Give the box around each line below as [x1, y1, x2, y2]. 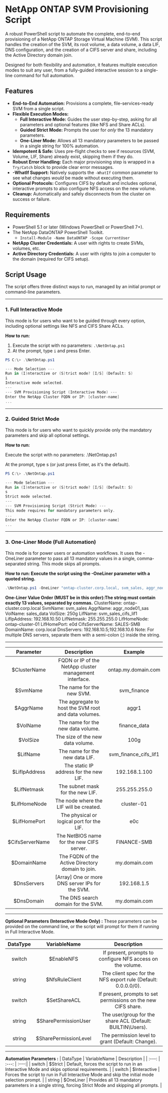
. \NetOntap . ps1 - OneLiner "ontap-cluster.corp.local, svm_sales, [5, 585, 144, 590]
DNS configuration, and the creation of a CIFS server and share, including [5, 47, 157, 53]
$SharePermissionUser [36, 1017, 91, 1024]
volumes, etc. [12, 245, 40, 251]
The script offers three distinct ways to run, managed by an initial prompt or [5, 284, 161, 290]
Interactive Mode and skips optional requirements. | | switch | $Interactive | [5, 1066, 160, 1072]
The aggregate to [58, 698, 99, 705]
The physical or [60, 811, 97, 818]
